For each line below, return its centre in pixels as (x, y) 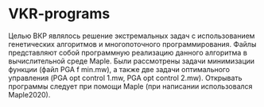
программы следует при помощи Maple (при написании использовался (130, 86)
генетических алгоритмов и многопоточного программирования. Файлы (132, 44)
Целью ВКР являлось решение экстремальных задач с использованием (132, 36)
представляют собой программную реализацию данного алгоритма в (128, 52)
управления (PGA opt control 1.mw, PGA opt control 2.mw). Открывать (125, 78)
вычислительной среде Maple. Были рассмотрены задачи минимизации (132, 61)
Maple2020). (29, 94)
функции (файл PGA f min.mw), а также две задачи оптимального (119, 69)
